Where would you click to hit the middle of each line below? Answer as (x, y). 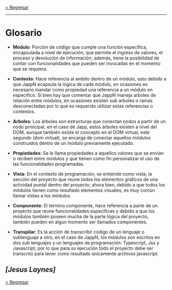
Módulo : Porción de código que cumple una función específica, (80, 47)
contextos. (24, 111)
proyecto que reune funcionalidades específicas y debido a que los (84, 211)
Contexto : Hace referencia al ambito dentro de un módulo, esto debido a (89, 78)
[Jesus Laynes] (30, 270)
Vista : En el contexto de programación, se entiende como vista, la (82, 174)
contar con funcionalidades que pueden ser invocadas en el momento (87, 63)
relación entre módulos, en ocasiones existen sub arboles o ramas (83, 100)
